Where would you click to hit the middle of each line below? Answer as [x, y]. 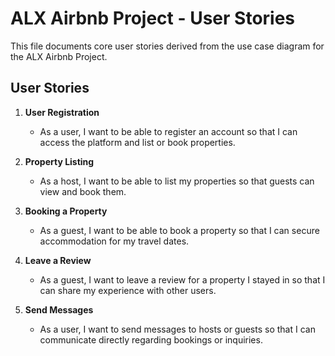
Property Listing [59, 161]
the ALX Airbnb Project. [59, 56]
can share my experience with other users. [128, 290]
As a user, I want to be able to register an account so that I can [168, 131]
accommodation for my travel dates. [114, 241]
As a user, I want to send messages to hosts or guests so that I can [177, 329]
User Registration [62, 112]
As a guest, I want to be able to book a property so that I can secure [179, 230]
